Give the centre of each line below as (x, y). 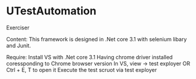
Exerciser (18, 28)
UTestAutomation (51, 11)
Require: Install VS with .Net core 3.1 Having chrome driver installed (90, 57)
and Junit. (19, 45)
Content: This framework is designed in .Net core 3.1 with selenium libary (97, 39)
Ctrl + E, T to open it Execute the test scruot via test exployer (82, 69)
